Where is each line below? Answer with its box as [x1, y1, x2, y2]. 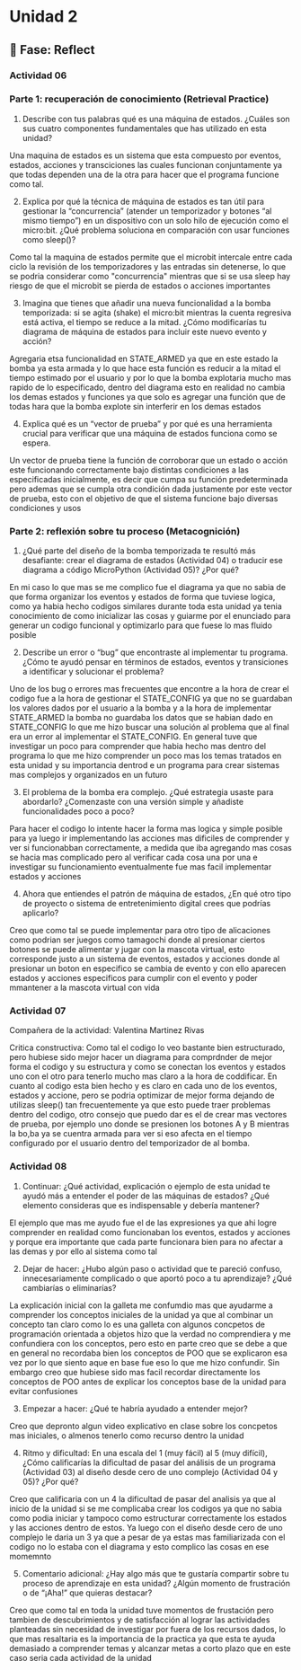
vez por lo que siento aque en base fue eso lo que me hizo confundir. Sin [9, 1356, 280, 1367]
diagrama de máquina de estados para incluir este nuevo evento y [22, 326, 268, 337]
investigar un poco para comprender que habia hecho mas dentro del [9, 741, 267, 752]
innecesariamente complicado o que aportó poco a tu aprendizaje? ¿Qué [22, 1273, 292, 1284]
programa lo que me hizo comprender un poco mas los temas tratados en [9, 750, 282, 761]
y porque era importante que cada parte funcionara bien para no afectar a [9, 1236, 284, 1247]
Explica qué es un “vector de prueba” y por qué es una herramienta [22, 418, 272, 429]
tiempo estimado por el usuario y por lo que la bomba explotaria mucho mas [9, 372, 292, 383]
